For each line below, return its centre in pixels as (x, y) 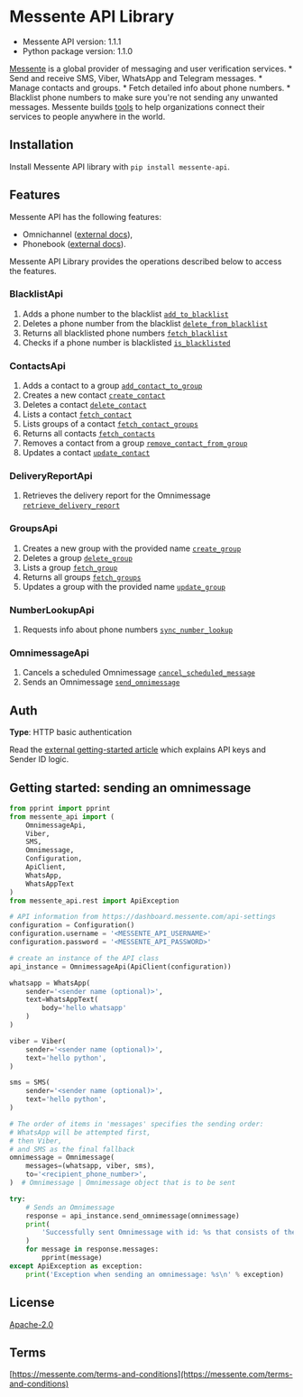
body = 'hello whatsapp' (84, 1008)
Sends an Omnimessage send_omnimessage (101, 682)
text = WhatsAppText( (62, 1000)
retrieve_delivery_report (71, 506)
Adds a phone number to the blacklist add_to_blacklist (125, 314)
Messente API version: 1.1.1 (72, 41)
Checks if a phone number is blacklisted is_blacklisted (126, 342)
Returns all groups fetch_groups (82, 577)
